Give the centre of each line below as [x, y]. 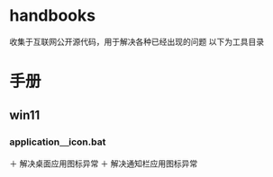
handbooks [53, 16]
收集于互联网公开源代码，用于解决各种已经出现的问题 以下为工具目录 [136, 41]
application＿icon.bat [58, 142]
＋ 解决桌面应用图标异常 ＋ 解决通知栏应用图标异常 [104, 164]
